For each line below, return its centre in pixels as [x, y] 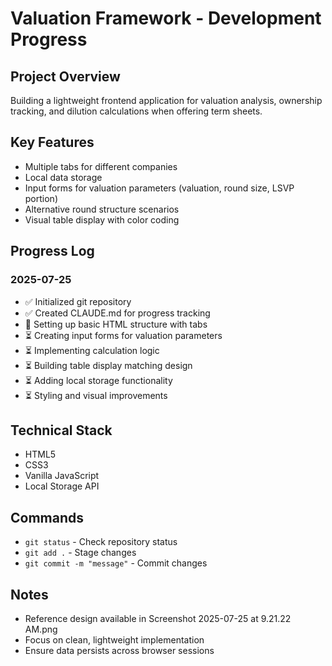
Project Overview [65, 76]
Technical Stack [61, 430]
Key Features [52, 142]
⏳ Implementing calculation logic [92, 350]
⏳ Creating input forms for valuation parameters [123, 335]
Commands [47, 517]
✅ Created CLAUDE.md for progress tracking [117, 313]
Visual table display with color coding [102, 219]
